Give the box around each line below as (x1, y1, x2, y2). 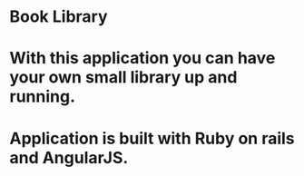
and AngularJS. (9, 147, 129, 168)
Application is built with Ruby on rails (9, 128, 295, 149)
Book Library (9, 6, 108, 27)
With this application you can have (9, 48, 276, 69)
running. (9, 86, 75, 107)
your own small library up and (9, 67, 238, 88)
